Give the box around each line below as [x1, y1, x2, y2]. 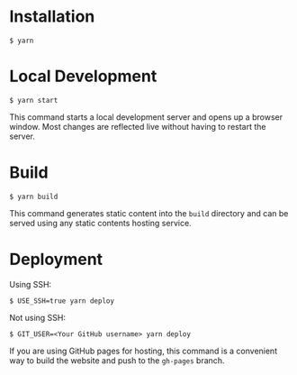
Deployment [9, 250, 103, 270]
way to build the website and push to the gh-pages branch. [9, 354, 225, 366]
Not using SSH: [9, 312, 66, 323]
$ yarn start [9, 96, 58, 105]
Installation [9, 6, 95, 27]
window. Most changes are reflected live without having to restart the [9, 121, 266, 132]
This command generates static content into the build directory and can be [9, 207, 289, 218]
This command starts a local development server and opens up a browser [9, 111, 283, 123]
